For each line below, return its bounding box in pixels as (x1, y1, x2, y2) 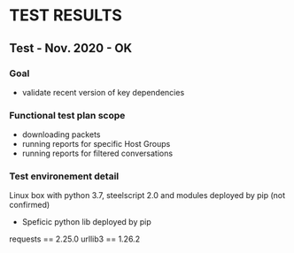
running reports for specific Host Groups (21, 139, 171, 149)
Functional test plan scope (9, 109, 126, 121)
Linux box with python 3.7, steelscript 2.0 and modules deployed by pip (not (9, 190, 286, 201)
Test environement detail (9, 170, 120, 182)
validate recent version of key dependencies (21, 87, 185, 97)
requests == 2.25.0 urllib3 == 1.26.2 (9, 234, 140, 244)
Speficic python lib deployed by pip (21, 217, 152, 227)
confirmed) (9, 200, 50, 211)
